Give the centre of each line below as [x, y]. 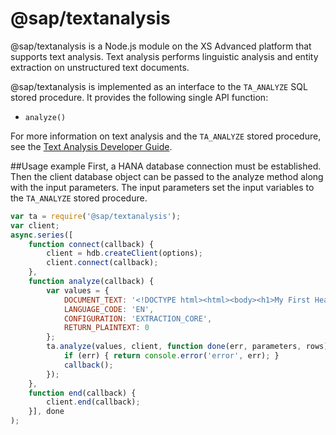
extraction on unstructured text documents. [100, 67]
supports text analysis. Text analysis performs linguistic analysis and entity [164, 56]
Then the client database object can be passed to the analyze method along [167, 176]
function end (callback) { [82, 393]
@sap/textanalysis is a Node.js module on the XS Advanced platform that [161, 46]
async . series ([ [42, 235]
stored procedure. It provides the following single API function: [139, 97]
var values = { [78, 290]
